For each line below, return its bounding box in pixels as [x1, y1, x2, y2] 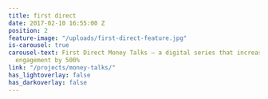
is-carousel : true [8, 42, 69, 49]
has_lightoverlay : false [8, 71, 91, 79]
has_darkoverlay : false [8, 78, 88, 86]
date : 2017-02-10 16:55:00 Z [8, 19, 105, 27]
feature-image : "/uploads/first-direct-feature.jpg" [8, 34, 187, 42]
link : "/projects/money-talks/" [8, 64, 116, 72]
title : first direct [8, 11, 77, 20]
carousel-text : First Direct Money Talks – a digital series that [8, 49, 234, 57]
